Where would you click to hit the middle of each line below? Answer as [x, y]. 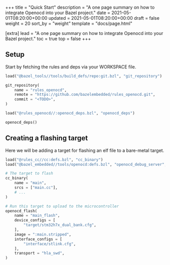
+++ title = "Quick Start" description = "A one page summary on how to [80, 7]
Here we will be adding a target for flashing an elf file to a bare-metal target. [85, 150]
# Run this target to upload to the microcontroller [62, 206]
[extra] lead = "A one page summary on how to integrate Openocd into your [84, 33]
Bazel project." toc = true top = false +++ [48, 39]
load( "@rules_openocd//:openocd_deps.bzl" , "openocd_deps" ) [70, 113]
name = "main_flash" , [37, 216]
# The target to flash [29, 174]
